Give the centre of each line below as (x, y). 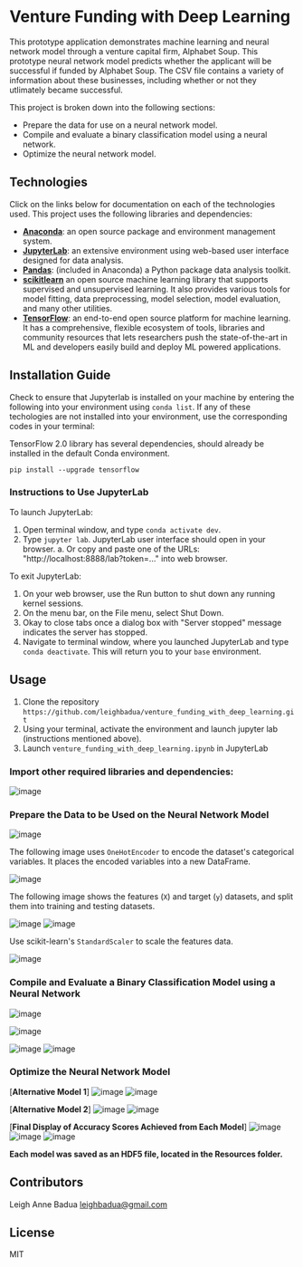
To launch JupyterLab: (51, 512)
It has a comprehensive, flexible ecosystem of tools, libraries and (143, 327)
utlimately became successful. (66, 90)
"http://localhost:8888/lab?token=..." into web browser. (125, 558)
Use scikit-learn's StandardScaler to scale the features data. (121, 941)
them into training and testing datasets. (82, 907)
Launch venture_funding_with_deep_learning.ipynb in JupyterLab (145, 748)
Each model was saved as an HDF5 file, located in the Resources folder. (146, 1154)
